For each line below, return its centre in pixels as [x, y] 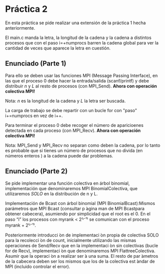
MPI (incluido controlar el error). [38, 266]
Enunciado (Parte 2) [36, 171]
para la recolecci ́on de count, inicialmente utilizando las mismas [71, 240]
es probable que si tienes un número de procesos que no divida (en [74, 150]
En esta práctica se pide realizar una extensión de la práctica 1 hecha [76, 23]
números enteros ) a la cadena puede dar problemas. [59, 156]
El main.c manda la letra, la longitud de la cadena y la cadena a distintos [78, 38]
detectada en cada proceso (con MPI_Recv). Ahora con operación [73, 130]
